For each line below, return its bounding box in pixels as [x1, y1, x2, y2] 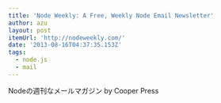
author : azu [8, 19, 48, 27]
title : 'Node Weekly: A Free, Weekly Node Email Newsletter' [8, 11, 215, 20]
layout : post [8, 26, 51, 34]
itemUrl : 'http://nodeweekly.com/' [8, 33, 126, 42]
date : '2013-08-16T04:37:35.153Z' [8, 41, 123, 49]
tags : [8, 48, 26, 56]
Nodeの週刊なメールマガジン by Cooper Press [8, 86, 159, 95]
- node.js [15, 56, 48, 64]
